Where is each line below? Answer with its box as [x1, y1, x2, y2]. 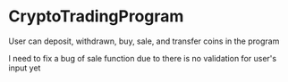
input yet [8, 62, 41, 73]
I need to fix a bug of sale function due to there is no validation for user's [8, 53, 277, 63]
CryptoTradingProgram [8, 6, 184, 27]
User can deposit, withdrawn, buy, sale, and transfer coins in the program [8, 36, 280, 46]
